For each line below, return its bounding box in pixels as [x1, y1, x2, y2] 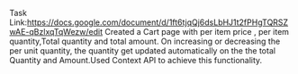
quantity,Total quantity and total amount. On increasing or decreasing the [9, 36, 281, 46]
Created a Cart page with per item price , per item [104, 27, 290, 37]
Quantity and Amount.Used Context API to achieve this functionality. [9, 55, 263, 65]
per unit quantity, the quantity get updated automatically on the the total [9, 45, 276, 56]
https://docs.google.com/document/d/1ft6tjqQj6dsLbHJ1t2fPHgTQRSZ [26, 17, 289, 28]
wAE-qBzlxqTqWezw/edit [9, 27, 104, 37]
